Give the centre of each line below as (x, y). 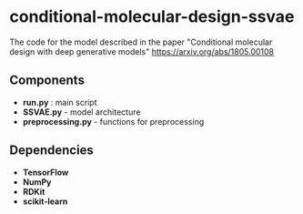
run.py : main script (60, 102)
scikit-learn (45, 201)
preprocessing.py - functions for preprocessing (113, 121)
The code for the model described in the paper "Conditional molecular (141, 42)
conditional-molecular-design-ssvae (152, 17)
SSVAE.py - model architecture (81, 112)
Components (47, 81)
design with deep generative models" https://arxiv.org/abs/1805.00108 (142, 51)
